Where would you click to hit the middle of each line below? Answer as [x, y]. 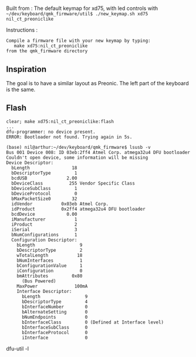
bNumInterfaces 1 [50, 261]
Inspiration [26, 69]
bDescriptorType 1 [44, 173]
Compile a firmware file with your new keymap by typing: [78, 41]
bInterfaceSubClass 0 [55, 327]
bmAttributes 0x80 [50, 276]
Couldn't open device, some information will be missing [77, 158]
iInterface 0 [55, 338]
